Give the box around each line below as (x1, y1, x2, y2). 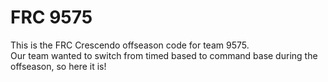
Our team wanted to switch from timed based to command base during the (10, 49, 318, 61)
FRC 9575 (10, 6, 93, 29)
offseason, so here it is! (10, 60, 107, 72)
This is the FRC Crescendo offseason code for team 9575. (10, 39, 250, 51)
